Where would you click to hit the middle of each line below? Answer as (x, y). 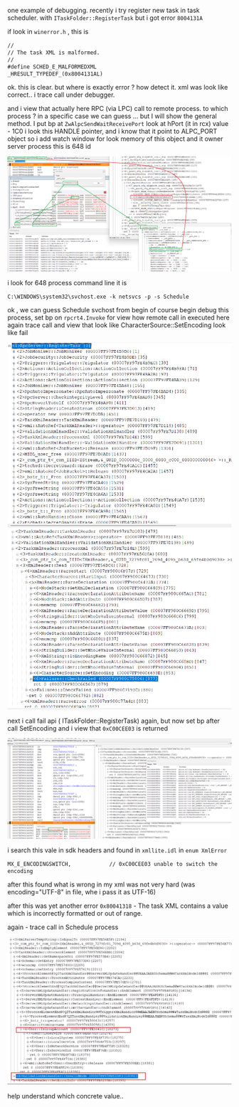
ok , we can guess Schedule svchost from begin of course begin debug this (118, 309)
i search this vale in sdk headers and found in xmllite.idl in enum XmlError (117, 850)
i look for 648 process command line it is (67, 282)
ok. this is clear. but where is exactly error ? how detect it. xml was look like (118, 87)
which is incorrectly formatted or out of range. (75, 913)
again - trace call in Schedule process (63, 927)
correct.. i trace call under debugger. (61, 95)
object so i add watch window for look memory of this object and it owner (115, 139)
